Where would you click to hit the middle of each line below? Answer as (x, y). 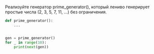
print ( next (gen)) (31, 47)
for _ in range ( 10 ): (26, 43)
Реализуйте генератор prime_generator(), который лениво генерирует (77, 7)
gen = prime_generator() (30, 38)
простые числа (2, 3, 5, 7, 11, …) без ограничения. (56, 12)
